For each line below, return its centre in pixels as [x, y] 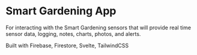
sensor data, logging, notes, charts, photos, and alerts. [73, 33]
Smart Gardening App [61, 11]
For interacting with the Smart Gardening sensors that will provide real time [98, 27]
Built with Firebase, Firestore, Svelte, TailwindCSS [67, 45]
